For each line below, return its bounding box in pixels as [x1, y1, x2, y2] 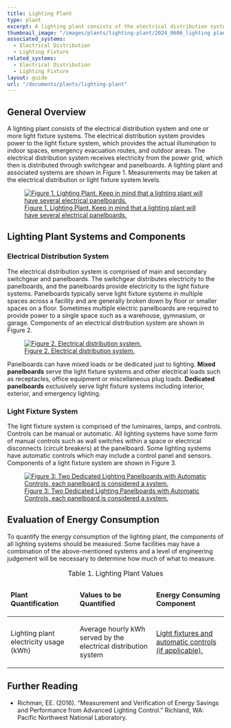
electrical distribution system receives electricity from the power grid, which [7, 154, 223, 162]
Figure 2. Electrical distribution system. [24, 346, 135, 355]
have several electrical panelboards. [24, 211, 127, 219]
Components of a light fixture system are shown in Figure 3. [7, 459, 177, 467]
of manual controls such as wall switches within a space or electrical [7, 437, 201, 445]
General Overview [7, 106, 87, 118]
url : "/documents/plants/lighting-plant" [7, 81, 128, 88]
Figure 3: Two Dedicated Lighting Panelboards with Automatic [24, 487, 200, 495]
